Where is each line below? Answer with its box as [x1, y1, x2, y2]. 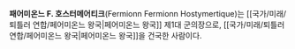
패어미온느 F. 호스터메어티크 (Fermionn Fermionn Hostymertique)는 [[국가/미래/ [9, 9, 287, 18]
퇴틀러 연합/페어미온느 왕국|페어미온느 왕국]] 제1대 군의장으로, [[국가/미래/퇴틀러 [9, 19, 285, 30]
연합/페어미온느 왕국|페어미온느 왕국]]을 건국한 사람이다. [9, 31, 202, 40]
